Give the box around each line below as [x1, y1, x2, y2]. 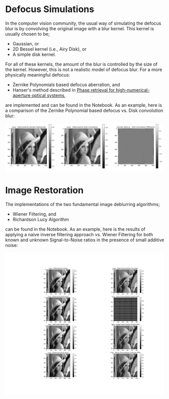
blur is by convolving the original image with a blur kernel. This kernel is [5, 25, 154, 31]
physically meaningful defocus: [5, 72, 71, 78]
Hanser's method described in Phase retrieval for [12, 87, 115, 93]
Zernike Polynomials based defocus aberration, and [12, 82, 120, 88]
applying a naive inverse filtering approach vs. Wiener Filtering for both [5, 231, 153, 237]
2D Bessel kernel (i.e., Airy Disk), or [12, 46, 87, 52]
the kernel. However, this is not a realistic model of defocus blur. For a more [5, 66, 162, 73]
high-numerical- [116, 87, 150, 93]
